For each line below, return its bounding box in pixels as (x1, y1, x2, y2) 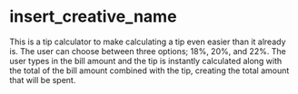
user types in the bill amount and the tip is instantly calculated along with (9, 55, 283, 66)
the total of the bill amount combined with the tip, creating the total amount (9, 65, 290, 76)
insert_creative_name (9, 6, 177, 27)
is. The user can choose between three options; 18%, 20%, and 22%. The (9, 45, 286, 56)
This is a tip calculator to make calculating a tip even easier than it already (9, 36, 286, 47)
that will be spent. (9, 74, 76, 85)
